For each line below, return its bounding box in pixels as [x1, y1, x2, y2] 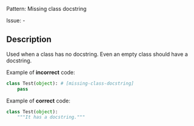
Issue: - [6, 17, 25, 24]
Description [6, 35, 52, 45]
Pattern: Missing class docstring [6, 5, 87, 12]
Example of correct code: [6, 97, 71, 104]
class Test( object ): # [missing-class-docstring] [6, 80, 135, 87]
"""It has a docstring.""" [17, 114, 85, 121]
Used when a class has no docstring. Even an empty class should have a [6, 50, 188, 58]
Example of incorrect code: [6, 68, 76, 76]
